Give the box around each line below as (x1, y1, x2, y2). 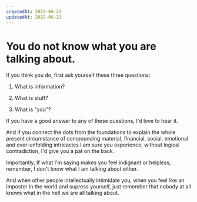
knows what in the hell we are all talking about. (6, 190, 119, 197)
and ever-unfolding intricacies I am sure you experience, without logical (6, 141, 180, 148)
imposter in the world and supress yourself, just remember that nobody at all (6, 183, 191, 190)
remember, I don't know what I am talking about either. (6, 165, 138, 172)
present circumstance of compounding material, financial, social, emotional (6, 135, 189, 142)
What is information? (14, 83, 65, 90)
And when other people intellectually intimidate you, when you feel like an (6, 177, 185, 184)
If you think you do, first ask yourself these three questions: (6, 71, 151, 79)
